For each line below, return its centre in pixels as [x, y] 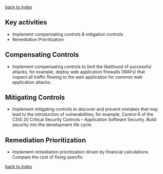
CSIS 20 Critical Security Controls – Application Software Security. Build [84, 120]
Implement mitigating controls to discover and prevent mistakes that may [85, 109]
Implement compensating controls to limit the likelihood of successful [82, 66]
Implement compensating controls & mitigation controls [67, 34]
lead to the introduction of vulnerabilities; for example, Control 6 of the [83, 114]
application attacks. [32, 82]
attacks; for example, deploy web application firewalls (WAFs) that [78, 72]
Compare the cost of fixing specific [47, 157]
